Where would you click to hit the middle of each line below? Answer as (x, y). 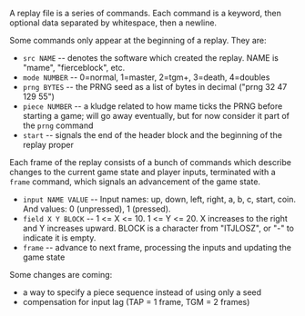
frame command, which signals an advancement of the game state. (135, 182)
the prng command (58, 125)
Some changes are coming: (61, 275)
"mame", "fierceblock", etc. (74, 68)
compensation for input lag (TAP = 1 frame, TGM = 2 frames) (136, 302)
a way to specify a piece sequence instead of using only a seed (142, 292)
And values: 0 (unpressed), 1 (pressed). (97, 209)
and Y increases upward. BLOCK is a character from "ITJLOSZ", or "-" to (158, 228)
